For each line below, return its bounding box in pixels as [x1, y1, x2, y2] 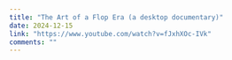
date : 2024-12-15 [9, 21, 73, 30]
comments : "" [9, 37, 58, 47]
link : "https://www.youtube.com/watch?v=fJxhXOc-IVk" [9, 29, 213, 38]
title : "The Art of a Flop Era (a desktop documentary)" [9, 12, 224, 22]
